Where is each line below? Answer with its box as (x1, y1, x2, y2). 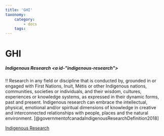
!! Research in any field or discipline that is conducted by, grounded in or (5, 78, 156, 84)
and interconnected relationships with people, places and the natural (5, 110, 148, 116)
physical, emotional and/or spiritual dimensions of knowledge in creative (5, 105, 156, 111)
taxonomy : (5, 12, 26, 17)
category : (14, 17, 35, 22)
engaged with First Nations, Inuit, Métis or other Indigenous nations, (5, 83, 147, 89)
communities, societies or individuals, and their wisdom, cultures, (5, 88, 142, 95)
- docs (23, 21, 37, 27)
